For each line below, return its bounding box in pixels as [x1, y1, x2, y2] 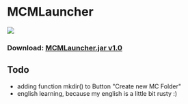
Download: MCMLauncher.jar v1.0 [7, 43, 123, 52]
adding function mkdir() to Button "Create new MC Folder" [16, 82, 182, 90]
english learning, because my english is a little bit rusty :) [16, 89, 178, 97]
